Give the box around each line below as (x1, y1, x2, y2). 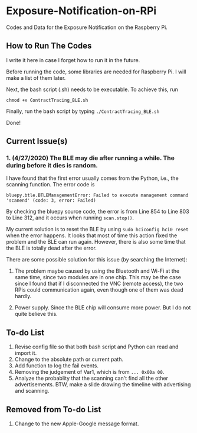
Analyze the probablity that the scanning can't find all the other (14, 374, 168, 382)
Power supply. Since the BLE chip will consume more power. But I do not (14, 304, 191, 311)
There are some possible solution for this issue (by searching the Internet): (6, 256, 188, 263)
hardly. (14, 293, 32, 300)
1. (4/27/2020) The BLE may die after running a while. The (6, 154, 175, 162)
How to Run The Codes (6, 41, 92, 51)
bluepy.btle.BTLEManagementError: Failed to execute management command (6, 192, 189, 199)
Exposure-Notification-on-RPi (6, 4, 157, 18)
